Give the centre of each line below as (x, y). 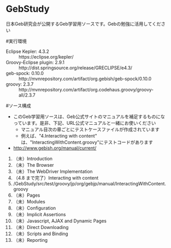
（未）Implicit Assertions (39, 214)
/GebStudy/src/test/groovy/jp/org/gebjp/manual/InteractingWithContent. (90, 183)
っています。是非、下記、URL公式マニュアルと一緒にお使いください (84, 123)
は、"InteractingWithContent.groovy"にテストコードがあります (87, 142)
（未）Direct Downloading (41, 227)
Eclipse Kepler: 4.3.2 (27, 51)
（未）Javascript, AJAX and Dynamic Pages (60, 221)
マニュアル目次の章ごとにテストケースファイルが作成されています (90, 129)
